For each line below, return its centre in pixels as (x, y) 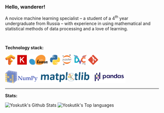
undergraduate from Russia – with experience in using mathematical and (78, 23)
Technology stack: (24, 47)
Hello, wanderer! (25, 7)
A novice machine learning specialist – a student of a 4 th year (67, 18)
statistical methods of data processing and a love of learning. (67, 28)
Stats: (11, 95)
